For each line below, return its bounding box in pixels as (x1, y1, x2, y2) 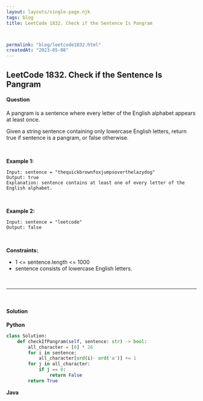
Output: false (6, 224, 42, 230)
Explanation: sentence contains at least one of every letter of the (6, 180, 185, 186)
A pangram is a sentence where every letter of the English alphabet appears (6, 109, 196, 117)
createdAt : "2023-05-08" (6, 47, 69, 53)
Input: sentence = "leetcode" (6, 219, 83, 225)
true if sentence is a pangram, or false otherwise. (6, 134, 129, 141)
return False (49, 373, 83, 379)
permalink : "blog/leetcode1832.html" (6, 42, 101, 48)
